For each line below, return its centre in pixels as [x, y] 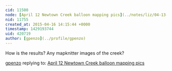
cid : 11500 [17, 10]
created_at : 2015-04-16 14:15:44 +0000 [48, 24]
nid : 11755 [17, 19]
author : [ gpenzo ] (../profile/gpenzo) [46, 39]
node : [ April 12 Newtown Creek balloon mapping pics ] [64, 15]
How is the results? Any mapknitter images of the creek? [65, 53]
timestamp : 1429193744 [29, 29]
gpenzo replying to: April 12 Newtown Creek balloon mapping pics [75, 63]
